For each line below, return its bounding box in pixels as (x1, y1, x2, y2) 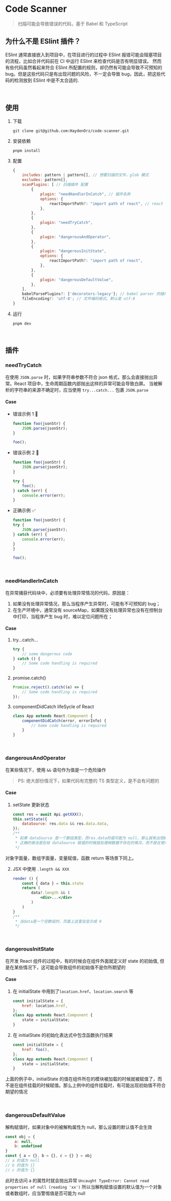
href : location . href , (22, 1003, 68, 1008)
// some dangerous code (22, 651, 72, 656)
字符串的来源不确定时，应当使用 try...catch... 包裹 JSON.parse (14, 387, 149, 393)
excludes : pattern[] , (22, 177, 68, 183)
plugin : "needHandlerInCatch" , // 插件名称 (40, 191, 131, 197)
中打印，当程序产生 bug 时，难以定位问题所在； (12, 613, 113, 619)
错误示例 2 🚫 (12, 449, 39, 456)
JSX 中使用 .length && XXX (12, 866, 70, 872)
